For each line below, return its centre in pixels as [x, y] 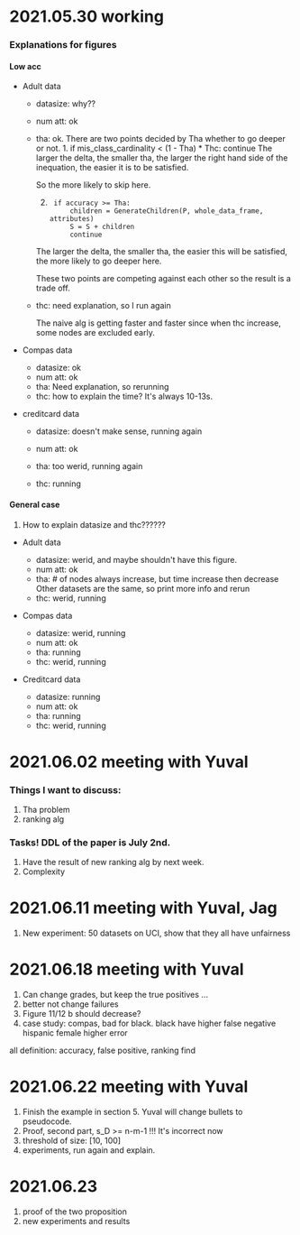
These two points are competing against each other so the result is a [163, 279]
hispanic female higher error [75, 1033]
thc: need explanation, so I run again [103, 306]
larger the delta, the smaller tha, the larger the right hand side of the [162, 158]
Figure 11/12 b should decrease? [82, 1014]
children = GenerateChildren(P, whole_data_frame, [167, 211]
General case [35, 504]
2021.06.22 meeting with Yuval [129, 1087]
